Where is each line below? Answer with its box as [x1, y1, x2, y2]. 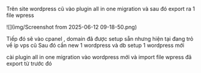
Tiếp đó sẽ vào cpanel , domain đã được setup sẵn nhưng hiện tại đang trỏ [6, 35, 194, 42]
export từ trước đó [6, 60, 52, 67]
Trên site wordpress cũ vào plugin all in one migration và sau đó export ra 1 [6, 5, 196, 12]
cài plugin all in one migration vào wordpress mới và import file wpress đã [6, 54, 192, 60]
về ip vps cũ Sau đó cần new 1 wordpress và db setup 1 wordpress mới [6, 42, 185, 49]
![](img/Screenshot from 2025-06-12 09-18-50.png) [6, 24, 137, 30]
